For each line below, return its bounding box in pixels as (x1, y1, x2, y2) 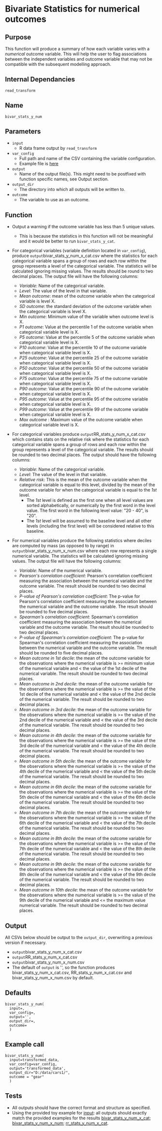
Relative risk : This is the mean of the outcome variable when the (19, 477, 147, 483)
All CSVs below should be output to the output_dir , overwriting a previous (5, 935, 153, 940)
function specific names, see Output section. (19, 176, 109, 182)
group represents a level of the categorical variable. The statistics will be (12, 263, 157, 269)
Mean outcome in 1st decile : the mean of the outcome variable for (19, 655, 151, 661)
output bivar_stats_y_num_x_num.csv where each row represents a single (12, 548, 157, 554)
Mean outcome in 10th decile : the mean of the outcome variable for (19, 887, 154, 893)
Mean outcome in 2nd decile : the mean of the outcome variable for (19, 681, 153, 687)
